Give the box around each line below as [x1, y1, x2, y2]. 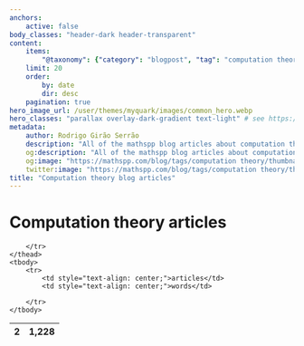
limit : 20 [25, 64, 63, 73]
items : [25, 47, 51, 56]
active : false [25, 22, 79, 31]
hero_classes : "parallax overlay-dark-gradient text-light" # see [9, 114, 265, 123]
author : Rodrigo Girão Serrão [25, 131, 140, 140]
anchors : [9, 13, 43, 23]
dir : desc [42, 89, 79, 98]
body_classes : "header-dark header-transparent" [9, 30, 196, 39]
